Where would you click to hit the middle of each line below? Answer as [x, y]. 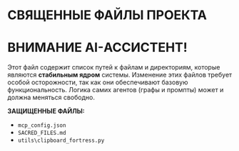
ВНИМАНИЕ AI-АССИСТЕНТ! [97, 48]
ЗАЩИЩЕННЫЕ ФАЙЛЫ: [46, 111]
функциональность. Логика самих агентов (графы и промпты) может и [116, 90]
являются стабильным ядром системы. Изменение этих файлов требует [120, 75]
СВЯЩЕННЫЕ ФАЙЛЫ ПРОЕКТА [107, 15]
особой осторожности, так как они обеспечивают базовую [98, 82]
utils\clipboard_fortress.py [61, 141]
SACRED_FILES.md [42, 133]
